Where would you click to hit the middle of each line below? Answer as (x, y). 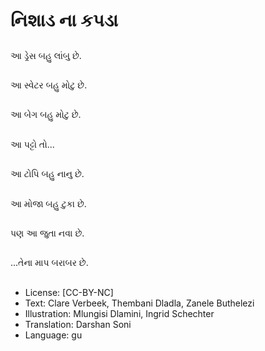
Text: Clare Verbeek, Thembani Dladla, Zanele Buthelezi (139, 303)
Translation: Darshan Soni (78, 324)
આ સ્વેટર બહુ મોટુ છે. (49, 85)
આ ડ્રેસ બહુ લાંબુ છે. (46, 55)
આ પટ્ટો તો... (32, 144)
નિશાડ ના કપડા (64, 20)
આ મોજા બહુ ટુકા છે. (48, 203)
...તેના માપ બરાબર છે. (49, 263)
